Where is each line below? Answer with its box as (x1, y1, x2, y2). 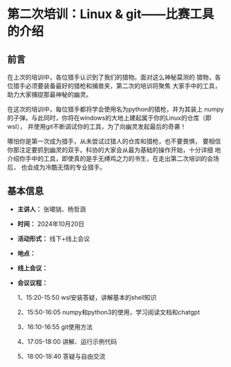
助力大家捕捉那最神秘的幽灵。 (7, 91, 92, 98)
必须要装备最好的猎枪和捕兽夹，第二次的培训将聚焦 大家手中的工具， (25, 82, 221, 90)
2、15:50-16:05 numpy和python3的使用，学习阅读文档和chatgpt (17, 307, 201, 316)
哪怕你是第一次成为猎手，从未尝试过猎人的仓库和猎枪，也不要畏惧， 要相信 (7, 137, 221, 145)
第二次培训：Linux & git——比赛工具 (7, 6, 214, 22)
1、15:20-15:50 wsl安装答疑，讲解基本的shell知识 (17, 293, 157, 301)
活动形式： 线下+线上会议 (17, 234, 90, 242)
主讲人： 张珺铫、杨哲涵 (17, 205, 86, 213)
